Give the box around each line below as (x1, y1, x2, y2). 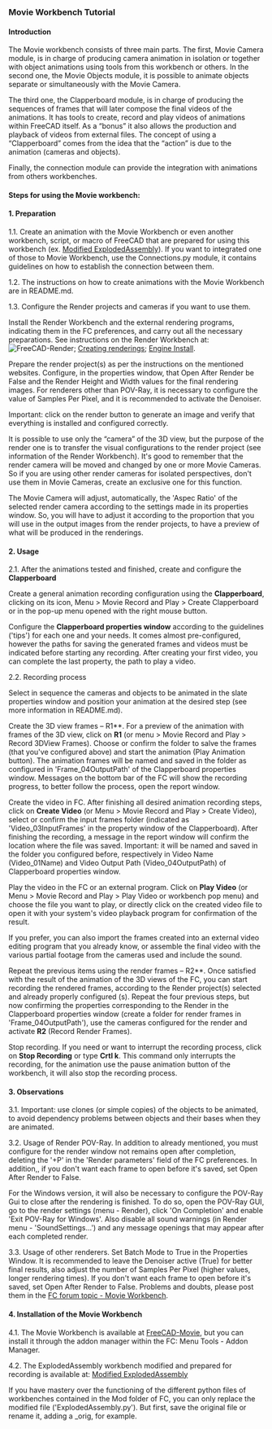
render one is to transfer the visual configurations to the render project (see (8, 442, 261, 452)
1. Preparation (8, 208, 57, 218)
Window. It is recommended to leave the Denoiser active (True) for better (8, 1256, 253, 1266)
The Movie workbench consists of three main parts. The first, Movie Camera (8, 45, 264, 55)
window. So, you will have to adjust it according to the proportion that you (8, 510, 254, 519)
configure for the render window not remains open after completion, (8, 1146, 236, 1156)
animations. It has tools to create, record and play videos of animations (8, 112, 246, 122)
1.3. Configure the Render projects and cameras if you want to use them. (8, 301, 251, 311)
